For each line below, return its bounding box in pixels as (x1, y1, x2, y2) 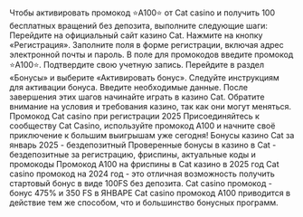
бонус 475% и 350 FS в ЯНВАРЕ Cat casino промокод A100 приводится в (9, 188, 291, 198)
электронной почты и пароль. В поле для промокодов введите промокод (9, 49, 294, 60)
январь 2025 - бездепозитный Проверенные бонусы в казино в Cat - (9, 139, 277, 150)
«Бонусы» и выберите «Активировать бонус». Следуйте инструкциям (9, 72, 280, 83)
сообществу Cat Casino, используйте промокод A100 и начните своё (9, 120, 276, 131)
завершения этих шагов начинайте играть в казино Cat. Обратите (9, 91, 265, 102)
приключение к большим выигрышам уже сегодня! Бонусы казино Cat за (9, 130, 295, 140)
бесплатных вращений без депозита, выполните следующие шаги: (9, 21, 269, 31)
